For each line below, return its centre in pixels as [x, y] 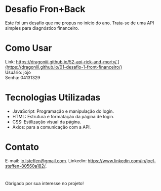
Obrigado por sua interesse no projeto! [44, 183]
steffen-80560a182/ [25, 166]
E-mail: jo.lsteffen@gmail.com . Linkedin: [46, 161]
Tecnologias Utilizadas [53, 98]
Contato [22, 147]
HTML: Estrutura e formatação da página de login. [63, 116]
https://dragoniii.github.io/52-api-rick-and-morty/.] [68, 62]
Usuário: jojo [18, 72]
